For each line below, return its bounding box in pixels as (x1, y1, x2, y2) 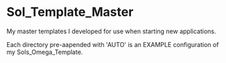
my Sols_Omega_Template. (6, 48, 83, 56)
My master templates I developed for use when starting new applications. (6, 27, 216, 35)
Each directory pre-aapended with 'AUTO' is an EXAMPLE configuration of (6, 40, 219, 48)
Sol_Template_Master (6, 4, 134, 20)
